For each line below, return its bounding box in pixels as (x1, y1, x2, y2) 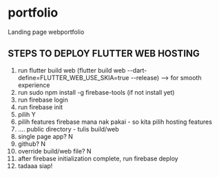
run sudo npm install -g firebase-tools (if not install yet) (17, 88, 175, 96)
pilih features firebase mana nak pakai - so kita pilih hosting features (17, 118, 213, 126)
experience (17, 81, 50, 89)
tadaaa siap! (17, 161, 53, 170)
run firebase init (17, 102, 63, 111)
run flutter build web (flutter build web (17, 66, 126, 74)
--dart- (127, 66, 147, 74)
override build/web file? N (17, 147, 92, 155)
